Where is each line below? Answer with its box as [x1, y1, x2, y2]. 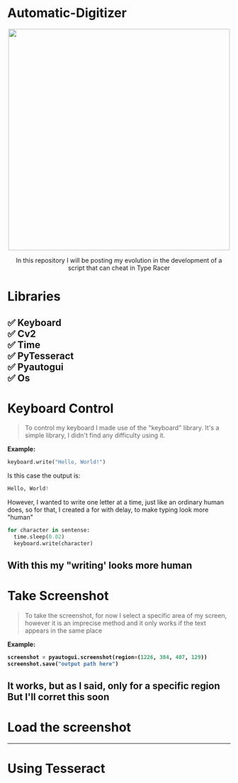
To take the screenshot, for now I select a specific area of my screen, [24, 612, 227, 620]
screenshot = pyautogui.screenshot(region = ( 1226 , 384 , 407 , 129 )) [7, 654, 208, 661]
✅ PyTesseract [7, 349, 74, 362]
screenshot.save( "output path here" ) [7, 660, 119, 667]
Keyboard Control [7, 400, 114, 416]
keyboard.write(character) [13, 540, 93, 547]
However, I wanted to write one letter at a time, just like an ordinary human [7, 498, 225, 507]
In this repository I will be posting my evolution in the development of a [16, 256, 222, 264]
